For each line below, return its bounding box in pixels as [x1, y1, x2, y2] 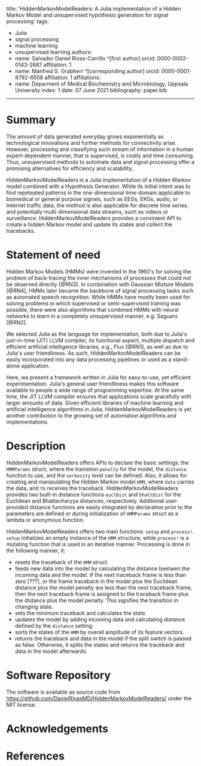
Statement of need [6, 248, 100, 262]
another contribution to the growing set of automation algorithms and [6, 412, 176, 419]
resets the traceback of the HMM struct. [14, 558, 109, 566]
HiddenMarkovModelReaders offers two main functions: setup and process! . [6, 528, 194, 535]
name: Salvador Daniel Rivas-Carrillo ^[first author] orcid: [14, 55, 156, 62]
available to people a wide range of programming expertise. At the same [6, 386, 184, 394]
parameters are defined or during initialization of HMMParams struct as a [6, 510, 178, 517]
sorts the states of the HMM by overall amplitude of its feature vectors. [14, 628, 184, 636]
